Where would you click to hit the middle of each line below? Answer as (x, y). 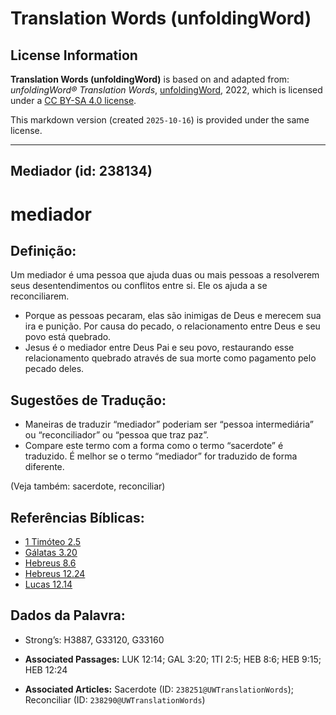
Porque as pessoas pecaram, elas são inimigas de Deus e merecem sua (173, 316)
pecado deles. (54, 369)
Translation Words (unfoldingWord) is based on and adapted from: (150, 79)
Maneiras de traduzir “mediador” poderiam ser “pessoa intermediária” (169, 424)
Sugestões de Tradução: (88, 400)
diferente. (44, 467)
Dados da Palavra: (68, 615)
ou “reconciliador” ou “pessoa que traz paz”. (117, 435)
